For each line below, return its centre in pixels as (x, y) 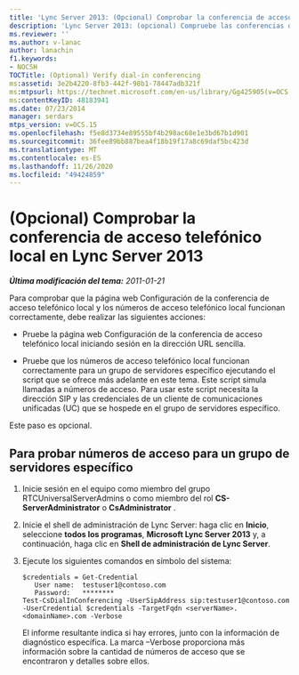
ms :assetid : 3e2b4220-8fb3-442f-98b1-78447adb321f (105, 84)
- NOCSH (24, 68)
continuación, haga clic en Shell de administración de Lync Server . (146, 544)
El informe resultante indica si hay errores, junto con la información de (151, 633)
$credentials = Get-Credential (80, 577)
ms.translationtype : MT (53, 149)
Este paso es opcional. (51, 426)
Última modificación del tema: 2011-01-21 (87, 281)
